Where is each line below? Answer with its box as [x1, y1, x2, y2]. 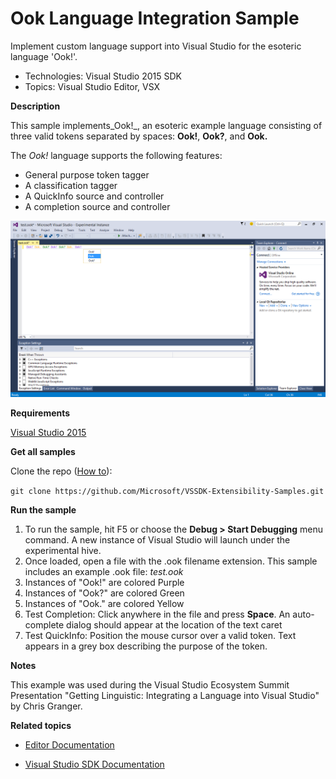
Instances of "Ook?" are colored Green [24, 587, 185, 599]
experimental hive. [24, 544, 102, 556]
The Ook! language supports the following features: [10, 149, 223, 161]
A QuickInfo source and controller [24, 190, 165, 202]
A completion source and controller [24, 200, 171, 212]
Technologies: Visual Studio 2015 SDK [24, 70, 182, 82]
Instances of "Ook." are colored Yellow [24, 597, 185, 609]
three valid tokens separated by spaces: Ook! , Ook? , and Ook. [10, 130, 268, 142]
